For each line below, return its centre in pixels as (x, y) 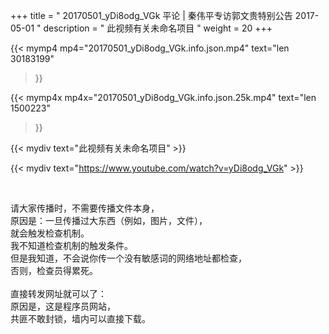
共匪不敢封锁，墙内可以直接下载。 (80, 318)
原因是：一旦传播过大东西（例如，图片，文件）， (109, 220)
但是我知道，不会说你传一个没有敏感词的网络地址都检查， (128, 258)
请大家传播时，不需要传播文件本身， (85, 208)
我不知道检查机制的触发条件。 (71, 245)
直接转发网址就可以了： (58, 293)
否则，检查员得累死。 (54, 270)
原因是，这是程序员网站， (63, 306)
